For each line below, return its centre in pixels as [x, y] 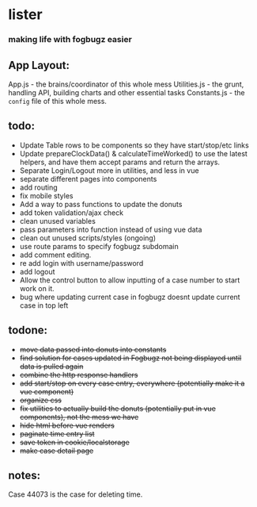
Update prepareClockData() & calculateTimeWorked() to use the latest [133, 153]
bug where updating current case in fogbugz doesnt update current [130, 297]
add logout [37, 271]
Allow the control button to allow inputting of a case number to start [130, 280]
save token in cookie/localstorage [75, 442]
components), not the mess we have [79, 417]
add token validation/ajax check [72, 213]
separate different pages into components [88, 179]
